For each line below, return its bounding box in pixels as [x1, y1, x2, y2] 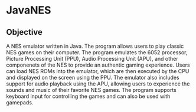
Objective [6, 27, 43, 37]
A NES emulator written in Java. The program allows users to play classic [6, 42, 184, 50]
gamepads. [6, 99, 34, 106]
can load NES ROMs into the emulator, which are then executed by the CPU [6, 68, 190, 74]
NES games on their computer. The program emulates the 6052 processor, [6, 49, 188, 56]
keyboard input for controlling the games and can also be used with [6, 93, 171, 100]
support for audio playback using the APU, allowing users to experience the [6, 80, 190, 87]
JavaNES [6, 4, 51, 17]
